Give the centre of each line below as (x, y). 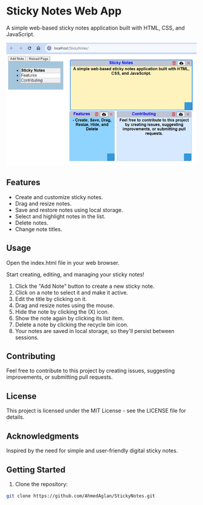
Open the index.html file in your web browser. (63, 262)
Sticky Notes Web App (64, 11)
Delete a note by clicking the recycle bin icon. (72, 325)
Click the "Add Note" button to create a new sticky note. (85, 286)
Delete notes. (31, 223)
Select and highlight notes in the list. (60, 216)
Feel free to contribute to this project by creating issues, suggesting (91, 371)
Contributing (31, 356)
